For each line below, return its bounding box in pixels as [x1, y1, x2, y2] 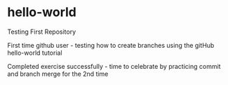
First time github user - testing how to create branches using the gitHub [7, 41, 215, 49]
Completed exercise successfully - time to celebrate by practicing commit [7, 62, 221, 70]
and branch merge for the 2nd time [7, 70, 109, 78]
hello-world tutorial [7, 48, 62, 57]
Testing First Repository [7, 27, 76, 36]
